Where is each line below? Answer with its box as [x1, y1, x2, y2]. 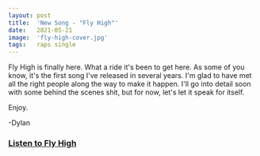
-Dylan [8, 118, 31, 128]
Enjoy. [8, 103, 29, 113]
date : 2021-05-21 [8, 26, 73, 34]
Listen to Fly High [8, 138, 77, 149]
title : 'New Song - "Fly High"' [8, 19, 119, 27]
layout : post [8, 11, 52, 20]
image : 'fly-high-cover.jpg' [8, 33, 109, 42]
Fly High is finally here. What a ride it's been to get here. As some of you [8, 62, 245, 72]
